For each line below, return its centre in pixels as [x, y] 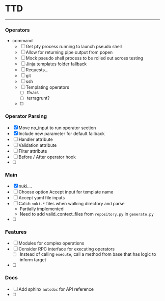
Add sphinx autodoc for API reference [56, 289]
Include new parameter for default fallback [61, 134]
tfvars [33, 93]
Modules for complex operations [51, 243]
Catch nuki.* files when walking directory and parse [71, 203]
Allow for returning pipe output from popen [69, 53]
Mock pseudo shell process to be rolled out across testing [84, 58]
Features [16, 232]
